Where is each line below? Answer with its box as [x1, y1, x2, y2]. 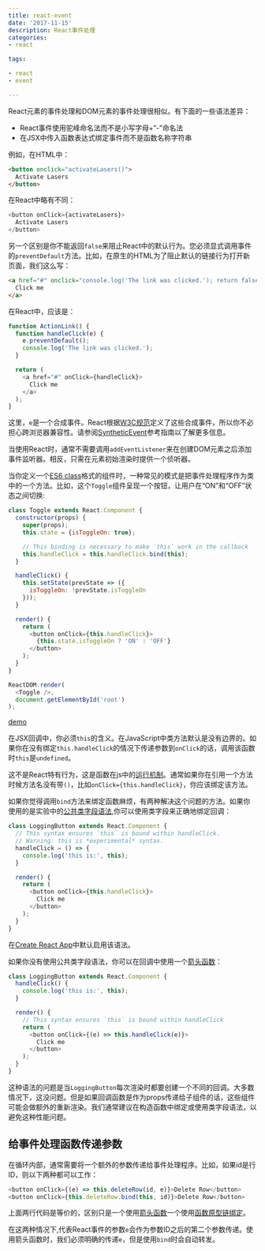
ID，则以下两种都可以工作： [8, 1170, 99, 1179]
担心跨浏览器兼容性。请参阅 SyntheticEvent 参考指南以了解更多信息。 [8, 428, 230, 437]
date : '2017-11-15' [8, 19, 73, 27]
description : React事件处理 [8, 26, 96, 34]
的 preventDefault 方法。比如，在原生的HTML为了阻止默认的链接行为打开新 [8, 251, 251, 260]
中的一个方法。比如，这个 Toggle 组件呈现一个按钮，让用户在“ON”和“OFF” [8, 481, 246, 490]
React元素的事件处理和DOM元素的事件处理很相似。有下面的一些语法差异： [8, 106, 251, 115]
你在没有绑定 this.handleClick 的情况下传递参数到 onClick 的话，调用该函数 [14, 743, 256, 753]
